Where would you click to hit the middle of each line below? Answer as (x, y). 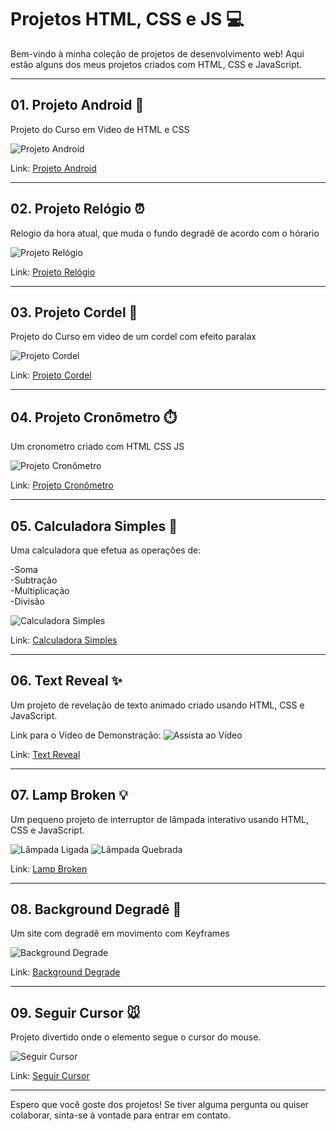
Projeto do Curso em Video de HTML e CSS (100, 129)
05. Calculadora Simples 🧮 (94, 526)
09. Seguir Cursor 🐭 (75, 1012)
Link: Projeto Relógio (53, 272)
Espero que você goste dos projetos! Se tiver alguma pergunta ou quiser (160, 1105)
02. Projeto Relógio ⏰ (77, 209)
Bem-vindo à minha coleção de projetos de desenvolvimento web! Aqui (157, 53)
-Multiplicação (40, 590)
